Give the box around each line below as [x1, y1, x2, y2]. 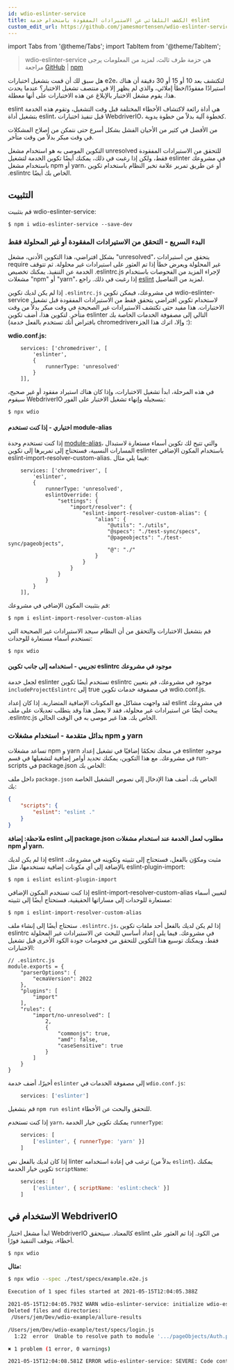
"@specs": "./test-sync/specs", [107, 528, 201, 535]
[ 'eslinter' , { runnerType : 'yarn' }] [33, 1138, 145, 1145]
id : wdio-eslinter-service [8, 10, 86, 17]
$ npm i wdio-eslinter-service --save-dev [8, 221, 133, 228]
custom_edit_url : [8, 23, 58, 30]
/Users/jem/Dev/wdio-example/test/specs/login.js [8, 1326, 155, 1333]
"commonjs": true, [57, 1030, 111, 1037]
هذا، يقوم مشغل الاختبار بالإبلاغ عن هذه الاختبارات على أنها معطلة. [8, 91, 176, 100]
